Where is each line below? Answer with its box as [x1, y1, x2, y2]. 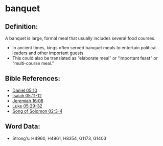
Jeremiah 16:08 [12, 98, 44, 104]
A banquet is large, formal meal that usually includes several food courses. [5, 35, 156, 41]
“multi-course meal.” [12, 61, 54, 66]
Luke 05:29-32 [12, 103, 43, 109]
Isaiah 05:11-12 [12, 92, 42, 98]
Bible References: [5, 74, 60, 83]
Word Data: [5, 123, 41, 131]
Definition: [5, 22, 38, 31]
